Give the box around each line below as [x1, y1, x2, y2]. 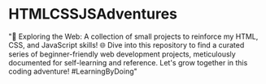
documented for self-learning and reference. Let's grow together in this [8, 57, 248, 67]
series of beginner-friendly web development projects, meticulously [8, 49, 236, 59]
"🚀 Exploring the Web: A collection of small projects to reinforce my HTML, [8, 31, 259, 41]
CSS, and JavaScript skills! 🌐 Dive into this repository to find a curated [8, 40, 245, 49]
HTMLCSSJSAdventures [8, 5, 177, 23]
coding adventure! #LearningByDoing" [8, 66, 138, 76]
